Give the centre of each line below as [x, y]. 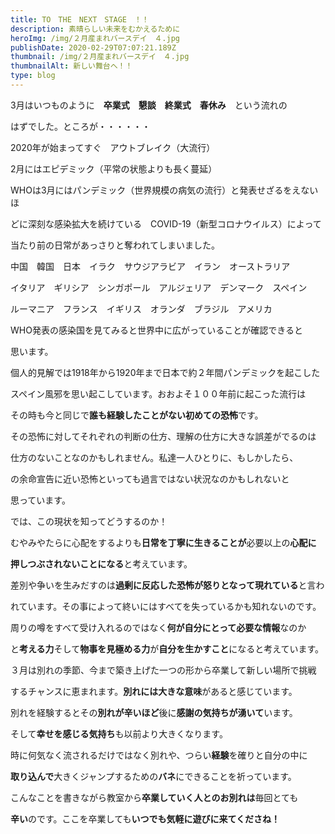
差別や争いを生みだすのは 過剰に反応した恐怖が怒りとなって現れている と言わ [167, 585]
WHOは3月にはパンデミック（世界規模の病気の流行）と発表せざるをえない [164, 190]
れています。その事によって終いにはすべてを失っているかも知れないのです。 [166, 606]
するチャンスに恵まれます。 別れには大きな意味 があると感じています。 [154, 691]
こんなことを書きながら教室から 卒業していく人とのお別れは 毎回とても [154, 797]
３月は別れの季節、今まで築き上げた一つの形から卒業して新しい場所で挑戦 [163, 670]
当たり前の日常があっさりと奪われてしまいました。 [115, 245]
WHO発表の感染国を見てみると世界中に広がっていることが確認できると [156, 330]
